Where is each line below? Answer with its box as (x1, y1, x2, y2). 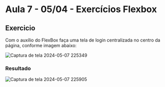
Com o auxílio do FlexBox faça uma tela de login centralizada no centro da (5, 37, 161, 43)
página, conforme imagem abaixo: (5, 42, 77, 49)
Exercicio (5, 24, 36, 32)
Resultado (5, 65, 31, 72)
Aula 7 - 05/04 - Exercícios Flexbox (5, 4, 157, 15)
